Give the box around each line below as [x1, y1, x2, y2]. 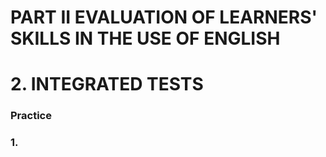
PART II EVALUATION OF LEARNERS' [10, 6, 318, 29]
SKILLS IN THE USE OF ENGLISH [10, 27, 281, 50]
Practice [10, 109, 52, 123]
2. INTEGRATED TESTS [10, 73, 204, 96]
